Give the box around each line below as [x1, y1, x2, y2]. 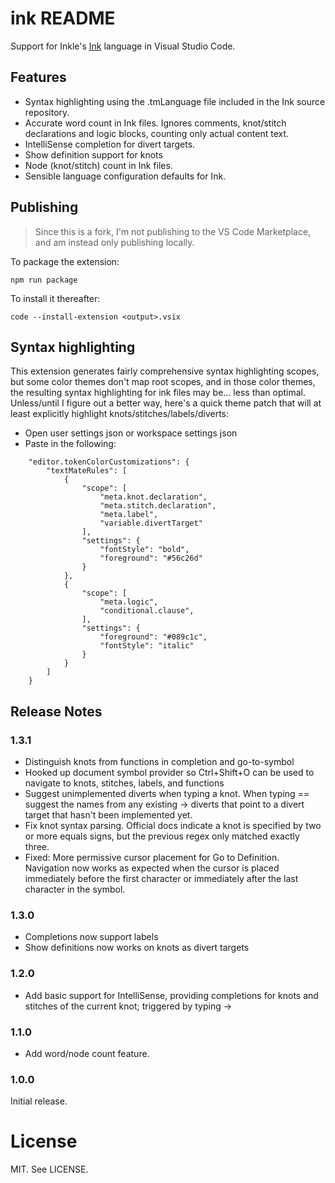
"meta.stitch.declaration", [99, 501, 217, 511]
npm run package [10, 275, 78, 285]
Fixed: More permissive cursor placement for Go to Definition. [24, 852, 280, 864]
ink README [10, 7, 116, 30]
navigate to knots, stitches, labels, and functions [24, 777, 225, 789]
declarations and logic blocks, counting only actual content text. [24, 127, 290, 139]
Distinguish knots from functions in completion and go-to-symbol [24, 756, 295, 768]
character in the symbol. [24, 883, 126, 896]
